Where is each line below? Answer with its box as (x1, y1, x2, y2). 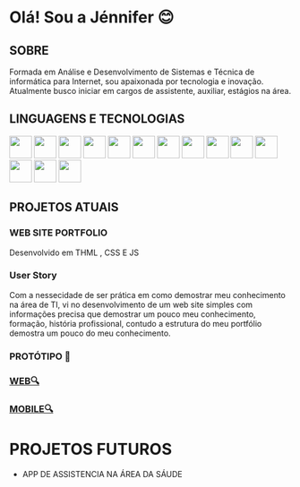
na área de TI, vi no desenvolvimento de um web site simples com (9, 299, 253, 310)
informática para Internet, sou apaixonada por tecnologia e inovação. (9, 76, 264, 87)
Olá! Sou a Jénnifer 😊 (9, 7, 175, 28)
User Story (9, 269, 57, 282)
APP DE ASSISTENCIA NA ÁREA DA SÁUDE (21, 468, 183, 479)
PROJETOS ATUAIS (9, 200, 119, 215)
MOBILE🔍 (9, 402, 54, 414)
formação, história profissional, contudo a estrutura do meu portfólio (9, 318, 262, 329)
